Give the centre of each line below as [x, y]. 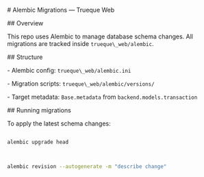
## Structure [25, 57]
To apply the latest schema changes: [59, 123]
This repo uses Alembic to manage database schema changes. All [100, 36]
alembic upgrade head [38, 142]
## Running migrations [39, 110]
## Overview [25, 23]
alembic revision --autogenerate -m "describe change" [87, 166]
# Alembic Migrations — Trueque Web [61, 10]
